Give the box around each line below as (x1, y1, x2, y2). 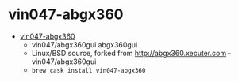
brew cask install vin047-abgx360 (31, 66, 146, 74)
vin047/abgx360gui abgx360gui (31, 39, 138, 49)
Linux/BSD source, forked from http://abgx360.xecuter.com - (31, 48, 232, 58)
